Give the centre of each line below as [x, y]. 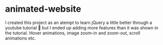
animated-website [43, 9]
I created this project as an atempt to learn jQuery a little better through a [79, 22]
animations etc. [21, 38]
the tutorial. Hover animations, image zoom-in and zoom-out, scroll [73, 33]
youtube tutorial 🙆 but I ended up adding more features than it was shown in [82, 27]
